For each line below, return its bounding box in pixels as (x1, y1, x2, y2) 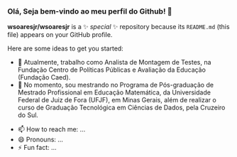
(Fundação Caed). (17, 73, 71, 82)
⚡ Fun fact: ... (17, 144, 57, 152)
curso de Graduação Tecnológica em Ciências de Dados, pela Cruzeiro (17, 103, 226, 112)
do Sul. (17, 111, 39, 119)
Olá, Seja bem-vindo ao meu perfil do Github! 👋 (7, 6, 172, 16)
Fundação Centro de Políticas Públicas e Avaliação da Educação (17, 65, 206, 74)
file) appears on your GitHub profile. (7, 31, 113, 39)
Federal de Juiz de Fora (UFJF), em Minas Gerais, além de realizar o (17, 96, 216, 104)
